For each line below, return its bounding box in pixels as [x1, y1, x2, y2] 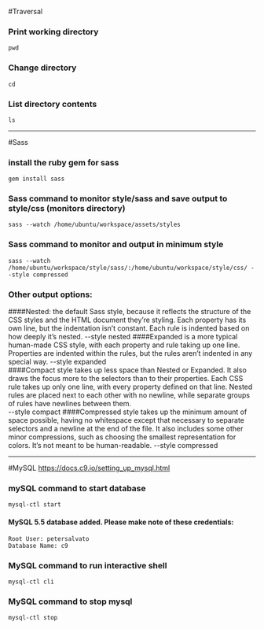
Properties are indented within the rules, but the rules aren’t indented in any [8, 349, 253, 358]
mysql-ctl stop [8, 614, 58, 622]
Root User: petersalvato [8, 535, 90, 542]
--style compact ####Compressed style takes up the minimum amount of [8, 407, 247, 416]
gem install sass [8, 175, 65, 183]
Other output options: [8, 289, 93, 300]
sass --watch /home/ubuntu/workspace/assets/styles [8, 220, 181, 229]
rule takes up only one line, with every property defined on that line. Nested [8, 382, 253, 392]
